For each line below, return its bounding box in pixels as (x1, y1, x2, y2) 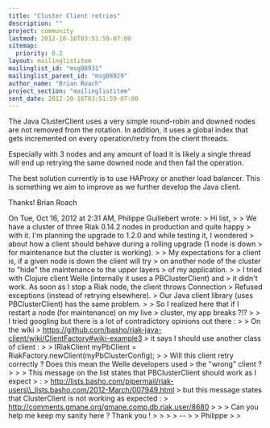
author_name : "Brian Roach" (8, 79, 103, 87)
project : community (8, 27, 74, 35)
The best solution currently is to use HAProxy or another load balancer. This (8, 174, 260, 183)
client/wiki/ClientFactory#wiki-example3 (8, 334, 143, 343)
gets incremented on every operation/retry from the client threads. (8, 134, 230, 144)
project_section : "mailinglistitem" (8, 86, 131, 95)
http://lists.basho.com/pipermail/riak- (50, 376, 174, 386)
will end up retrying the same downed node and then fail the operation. (8, 158, 244, 168)
